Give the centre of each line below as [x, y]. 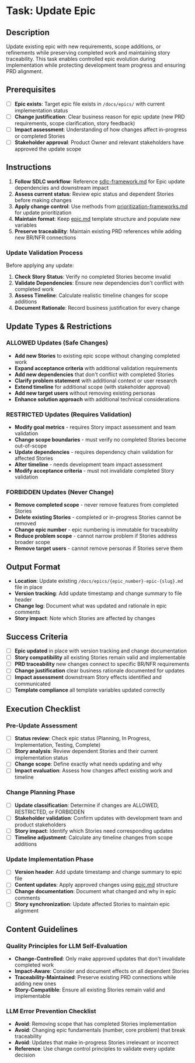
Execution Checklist [43, 709]
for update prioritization [43, 213]
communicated [32, 684]
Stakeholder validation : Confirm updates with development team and [98, 818]
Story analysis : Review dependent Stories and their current [86, 751]
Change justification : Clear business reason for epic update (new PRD [100, 117]
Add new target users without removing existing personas [85, 393]
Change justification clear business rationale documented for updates [100, 671]
